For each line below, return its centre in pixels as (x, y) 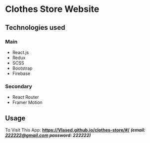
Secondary (19, 86)
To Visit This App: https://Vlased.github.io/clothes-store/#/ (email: (75, 130)
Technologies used (35, 28)
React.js (21, 52)
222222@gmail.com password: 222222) (48, 135)
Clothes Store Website (52, 9)
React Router (25, 97)
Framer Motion (27, 102)
